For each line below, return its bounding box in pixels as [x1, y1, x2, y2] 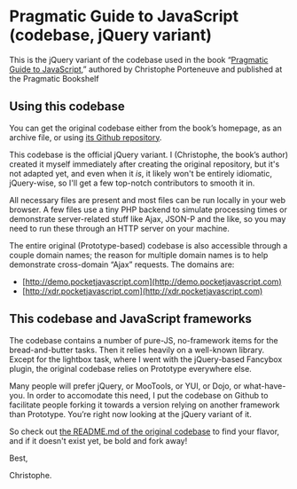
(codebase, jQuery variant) [9, 25, 213, 45]
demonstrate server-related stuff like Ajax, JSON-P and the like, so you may [9, 213, 286, 224]
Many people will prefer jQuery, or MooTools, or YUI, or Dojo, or [9, 380, 242, 391]
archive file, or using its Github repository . [9, 131, 162, 143]
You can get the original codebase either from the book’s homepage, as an [9, 122, 282, 133]
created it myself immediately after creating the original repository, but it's [9, 158, 280, 170]
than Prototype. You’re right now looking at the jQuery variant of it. [9, 408, 253, 419]
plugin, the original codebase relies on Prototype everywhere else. [9, 363, 253, 374]
